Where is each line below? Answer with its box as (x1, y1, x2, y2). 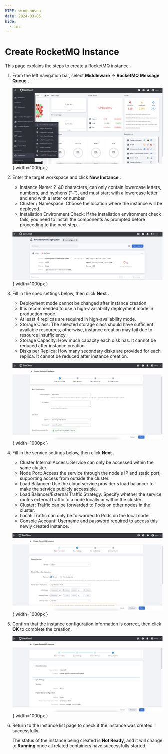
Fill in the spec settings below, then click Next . (12, 290, 110, 296)
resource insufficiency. (19, 332, 67, 338)
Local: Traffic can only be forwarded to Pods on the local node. (19, 513, 150, 519)
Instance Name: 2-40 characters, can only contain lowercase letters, (19, 184, 161, 191)
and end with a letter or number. (19, 195, 86, 201)
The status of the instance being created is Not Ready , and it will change (12, 737, 163, 743)
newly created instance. (19, 523, 69, 529)
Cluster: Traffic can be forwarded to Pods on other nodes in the (19, 502, 151, 508)
